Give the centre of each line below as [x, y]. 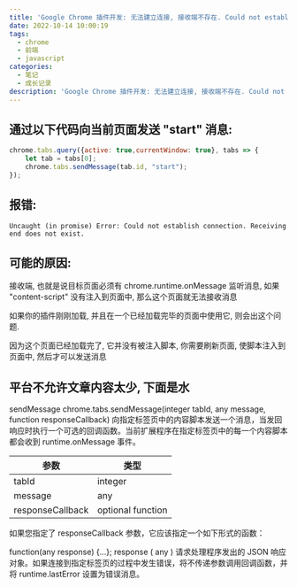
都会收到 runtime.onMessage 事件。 [75, 442]
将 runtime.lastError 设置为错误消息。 [76, 574]
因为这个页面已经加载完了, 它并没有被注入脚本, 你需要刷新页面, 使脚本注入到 [147, 345]
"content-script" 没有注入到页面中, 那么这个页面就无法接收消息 [123, 297]
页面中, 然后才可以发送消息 [58, 357]
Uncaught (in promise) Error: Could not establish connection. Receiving [148, 226]
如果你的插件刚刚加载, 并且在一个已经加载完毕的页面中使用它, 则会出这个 [141, 316]
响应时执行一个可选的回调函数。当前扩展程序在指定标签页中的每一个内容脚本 [148, 431]
